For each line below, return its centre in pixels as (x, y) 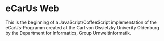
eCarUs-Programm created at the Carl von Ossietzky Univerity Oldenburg (82, 27)
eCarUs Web (32, 9)
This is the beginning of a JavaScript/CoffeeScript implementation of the (81, 22)
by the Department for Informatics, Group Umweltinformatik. (68, 33)
